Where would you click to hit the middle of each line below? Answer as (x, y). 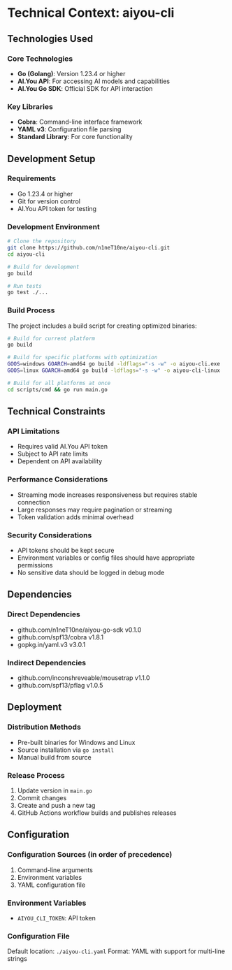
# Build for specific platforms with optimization (82, 358)
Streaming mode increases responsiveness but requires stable (107, 495)
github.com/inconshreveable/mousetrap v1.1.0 (84, 678)
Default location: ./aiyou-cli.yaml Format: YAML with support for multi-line (116, 951)
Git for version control (49, 201)
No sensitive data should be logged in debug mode (91, 572)
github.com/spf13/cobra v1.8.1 (60, 637)
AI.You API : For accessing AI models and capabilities (93, 81)
